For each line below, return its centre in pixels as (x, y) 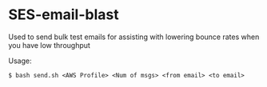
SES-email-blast (64, 15)
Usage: (20, 61)
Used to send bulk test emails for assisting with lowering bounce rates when (134, 37)
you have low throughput (49, 45)
